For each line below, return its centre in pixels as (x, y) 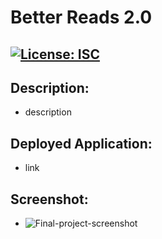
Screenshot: (49, 199)
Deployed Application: (81, 143)
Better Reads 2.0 (81, 17)
